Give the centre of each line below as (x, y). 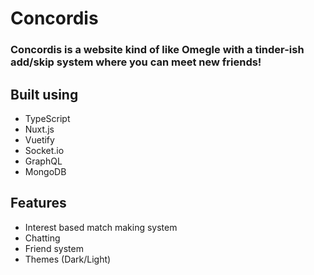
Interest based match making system (101, 227)
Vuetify (39, 139)
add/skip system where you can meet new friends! (136, 62)
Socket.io (44, 150)
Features (38, 203)
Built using (44, 94)
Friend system (54, 248)
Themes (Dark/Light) (68, 259)
